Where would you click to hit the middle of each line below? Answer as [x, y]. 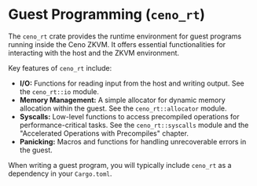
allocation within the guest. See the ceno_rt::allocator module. [123, 108]
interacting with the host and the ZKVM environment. [94, 53]
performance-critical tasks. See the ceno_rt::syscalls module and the [134, 125]
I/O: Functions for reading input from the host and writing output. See [132, 83]
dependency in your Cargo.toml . [60, 173]
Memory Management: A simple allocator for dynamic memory [122, 100]
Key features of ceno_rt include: [60, 67]
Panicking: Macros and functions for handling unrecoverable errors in [133, 141]
